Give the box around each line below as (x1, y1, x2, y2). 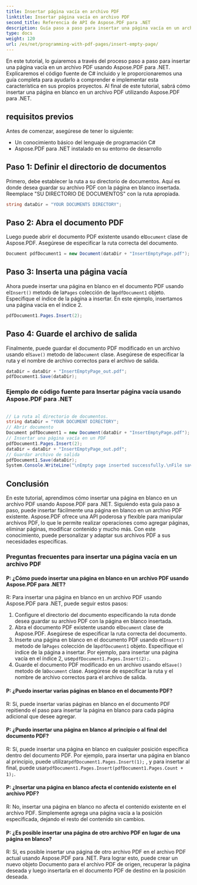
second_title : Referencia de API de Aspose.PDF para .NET (6, 19, 151, 25)
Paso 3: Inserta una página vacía (6, 267, 128, 277)
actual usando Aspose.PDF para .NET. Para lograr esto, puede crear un (6, 854, 178, 862)
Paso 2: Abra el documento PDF (6, 218, 124, 228)
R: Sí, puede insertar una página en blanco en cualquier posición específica (6, 745, 189, 752)
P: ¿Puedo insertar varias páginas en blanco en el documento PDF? (6, 687, 173, 694)
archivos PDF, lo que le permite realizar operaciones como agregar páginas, (6, 519, 190, 526)
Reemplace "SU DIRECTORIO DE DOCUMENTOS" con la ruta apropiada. (6, 190, 180, 197)
